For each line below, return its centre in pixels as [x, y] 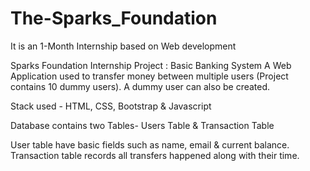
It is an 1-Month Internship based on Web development [123, 46]
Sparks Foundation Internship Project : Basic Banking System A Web [151, 65]
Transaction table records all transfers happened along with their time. [155, 155]
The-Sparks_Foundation [114, 18]
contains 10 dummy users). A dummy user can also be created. [140, 86]
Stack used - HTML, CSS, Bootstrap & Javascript [111, 106]
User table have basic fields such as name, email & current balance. [150, 144]
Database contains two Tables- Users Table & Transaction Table [142, 125]
